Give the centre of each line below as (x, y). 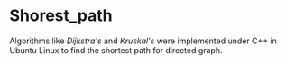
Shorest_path (61, 16)
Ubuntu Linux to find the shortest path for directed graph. (116, 50)
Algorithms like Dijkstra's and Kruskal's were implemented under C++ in (143, 41)
